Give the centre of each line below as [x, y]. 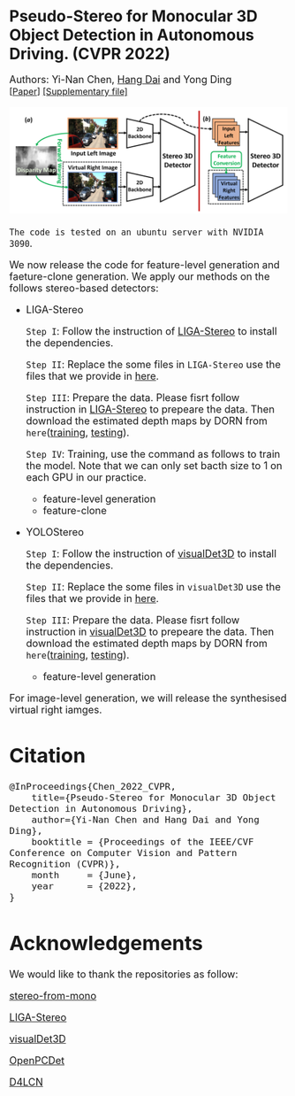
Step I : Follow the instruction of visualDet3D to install [151, 553]
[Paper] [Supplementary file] [68, 91]
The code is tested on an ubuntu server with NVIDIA [136, 232]
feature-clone [75, 510]
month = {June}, [84, 876]
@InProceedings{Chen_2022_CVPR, [93, 787]
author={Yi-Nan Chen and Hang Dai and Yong [145, 820]
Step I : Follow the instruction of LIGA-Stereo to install [151, 331]
